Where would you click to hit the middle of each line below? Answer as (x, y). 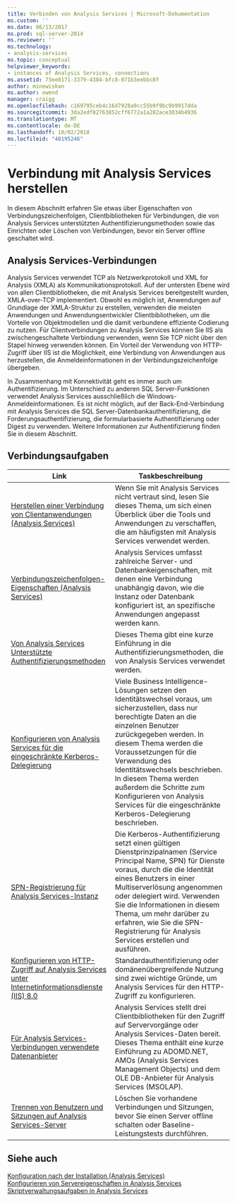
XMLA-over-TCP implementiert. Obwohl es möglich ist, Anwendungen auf (114, 300)
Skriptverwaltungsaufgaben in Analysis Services (78, 1191)
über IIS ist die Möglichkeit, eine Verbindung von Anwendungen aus (127, 353)
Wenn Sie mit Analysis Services (167, 488)
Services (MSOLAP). (149, 1087)
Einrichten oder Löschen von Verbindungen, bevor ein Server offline (107, 231)
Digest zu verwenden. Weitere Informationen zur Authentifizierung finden (114, 426)
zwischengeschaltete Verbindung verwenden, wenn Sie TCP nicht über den (117, 337)
